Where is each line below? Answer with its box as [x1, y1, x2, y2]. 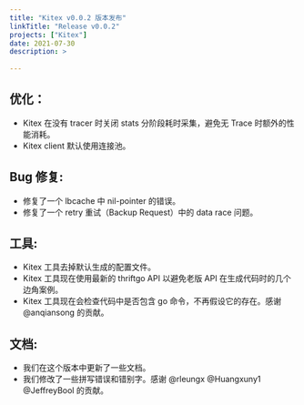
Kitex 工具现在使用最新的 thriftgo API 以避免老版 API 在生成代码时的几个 [22, 273, 291, 284]
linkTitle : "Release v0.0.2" [9, 22, 120, 31]
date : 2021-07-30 [9, 38, 76, 48]
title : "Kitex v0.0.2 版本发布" [9, 13, 127, 23]
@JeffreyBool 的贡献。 [22, 385, 109, 396]
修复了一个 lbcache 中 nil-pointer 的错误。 [22, 195, 180, 206]
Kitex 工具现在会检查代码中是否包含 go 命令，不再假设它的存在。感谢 [22, 296, 282, 307]
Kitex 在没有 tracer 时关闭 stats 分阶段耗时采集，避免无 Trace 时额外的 [22, 117, 287, 128]
